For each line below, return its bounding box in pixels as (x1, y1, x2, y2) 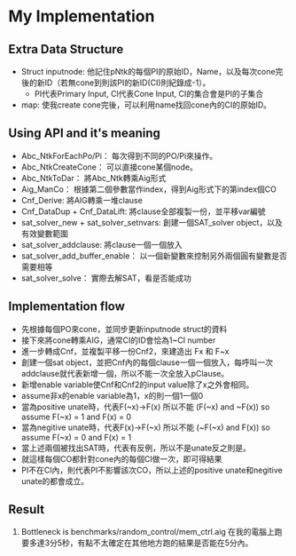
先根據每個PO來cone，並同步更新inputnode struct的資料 (20, 323, 228, 334)
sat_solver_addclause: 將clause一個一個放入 (20, 239, 183, 250)
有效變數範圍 (20, 228, 68, 239)
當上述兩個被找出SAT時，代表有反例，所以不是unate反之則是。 (20, 442, 252, 453)
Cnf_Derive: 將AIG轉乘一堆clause (20, 195, 143, 205)
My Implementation (8, 6, 155, 27)
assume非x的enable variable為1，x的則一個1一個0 (20, 390, 204, 401)
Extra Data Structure (8, 42, 124, 57)
